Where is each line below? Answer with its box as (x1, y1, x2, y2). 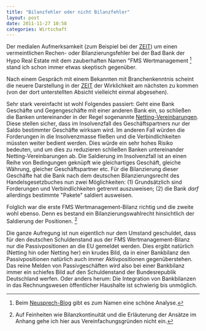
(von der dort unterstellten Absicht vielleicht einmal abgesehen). (6, 88, 169, 96)
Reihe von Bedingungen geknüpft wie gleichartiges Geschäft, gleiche (6, 159, 181, 166)
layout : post (6, 15, 40, 21)
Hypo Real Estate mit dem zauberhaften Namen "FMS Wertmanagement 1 (6, 56, 192, 64)
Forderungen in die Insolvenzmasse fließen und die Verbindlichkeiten (6, 132, 181, 140)
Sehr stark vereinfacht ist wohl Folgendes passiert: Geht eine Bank (6, 100, 175, 107)
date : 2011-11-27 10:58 (6, 20, 67, 26)
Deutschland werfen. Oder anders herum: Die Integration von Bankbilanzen (6, 275, 196, 282)
